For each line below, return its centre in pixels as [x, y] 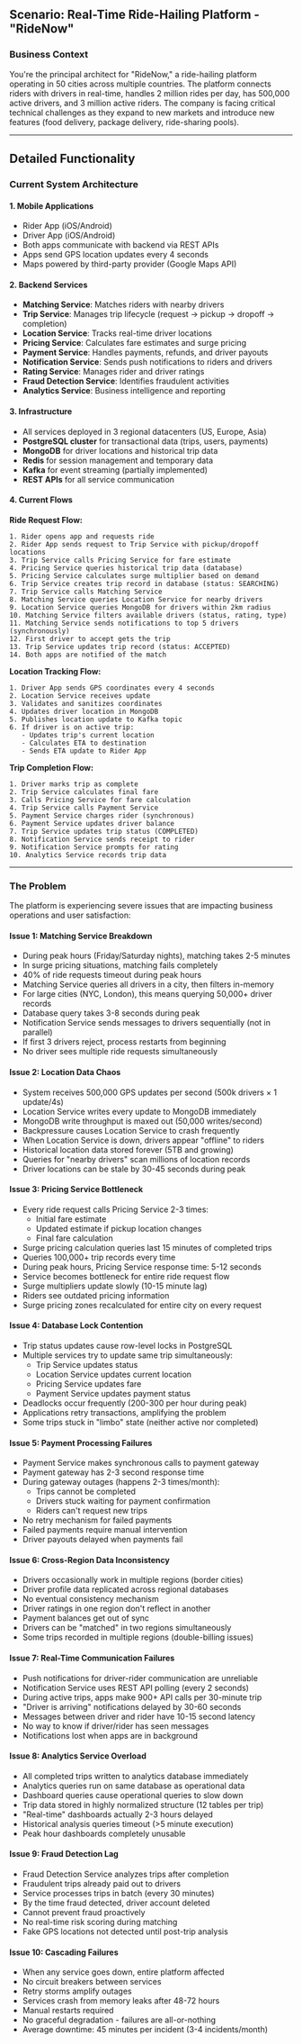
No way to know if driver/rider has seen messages [115, 1726]
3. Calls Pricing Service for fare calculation [100, 800]
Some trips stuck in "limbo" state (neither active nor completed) [140, 1422]
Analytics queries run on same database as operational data [133, 1786]
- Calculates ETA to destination [84, 743]
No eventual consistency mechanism [90, 1599]
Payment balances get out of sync [86, 1618]
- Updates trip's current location [88, 735]
